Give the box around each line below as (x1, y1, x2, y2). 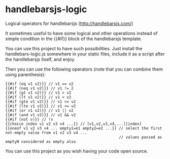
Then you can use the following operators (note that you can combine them (5, 66, 163, 72)
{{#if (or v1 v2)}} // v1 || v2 (5, 108, 74, 113)
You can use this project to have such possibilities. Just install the (5, 45, 143, 51)
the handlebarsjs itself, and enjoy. (5, 56, 76, 62)
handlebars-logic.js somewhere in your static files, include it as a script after (5, 51, 165, 57)
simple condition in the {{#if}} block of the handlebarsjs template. (5, 36, 142, 42)
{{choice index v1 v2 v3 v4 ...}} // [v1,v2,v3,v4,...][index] (5, 121, 142, 126)
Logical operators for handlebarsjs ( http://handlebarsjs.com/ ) (5, 20, 133, 26)
